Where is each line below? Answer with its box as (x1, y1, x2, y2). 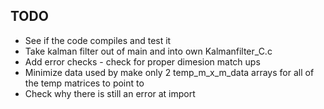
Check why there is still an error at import (24, 87, 196, 99)
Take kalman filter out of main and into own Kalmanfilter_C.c (24, 45, 273, 57)
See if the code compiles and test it (24, 34, 172, 46)
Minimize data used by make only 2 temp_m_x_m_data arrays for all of (24, 66, 315, 78)
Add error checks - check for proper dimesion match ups (24, 55, 261, 68)
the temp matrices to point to (24, 77, 145, 89)
